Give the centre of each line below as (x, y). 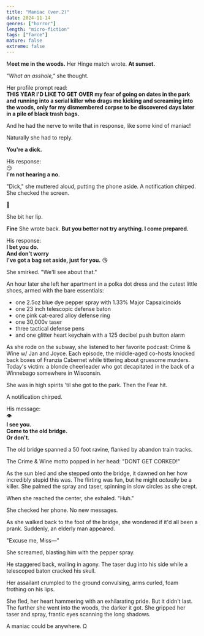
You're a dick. (24, 149)
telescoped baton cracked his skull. (51, 571)
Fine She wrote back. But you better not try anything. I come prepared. (97, 229)
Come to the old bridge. (37, 431)
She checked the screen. (38, 193)
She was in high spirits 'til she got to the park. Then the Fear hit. (87, 385)
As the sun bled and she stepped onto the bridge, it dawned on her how (97, 473)
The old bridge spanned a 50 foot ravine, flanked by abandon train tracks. (100, 449)
